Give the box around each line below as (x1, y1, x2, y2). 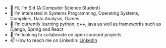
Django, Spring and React (10, 26, 64, 32)
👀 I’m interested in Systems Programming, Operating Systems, (10, 10, 140, 16)
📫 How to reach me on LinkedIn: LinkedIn (10, 37, 97, 43)
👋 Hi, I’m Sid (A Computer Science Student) (10, 5, 100, 11)
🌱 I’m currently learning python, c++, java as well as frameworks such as (10, 21, 161, 27)
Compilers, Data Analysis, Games (10, 16, 80, 21)
